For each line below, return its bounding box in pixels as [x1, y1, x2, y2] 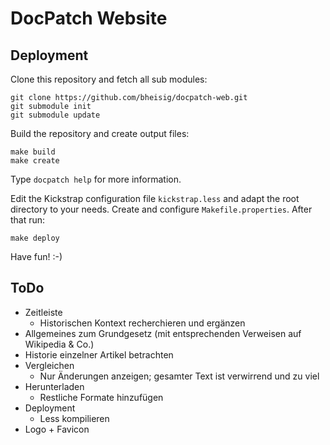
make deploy [10, 233, 60, 243]
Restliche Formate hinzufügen [39, 391, 164, 403]
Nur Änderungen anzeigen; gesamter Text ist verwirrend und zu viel [39, 370, 320, 382]
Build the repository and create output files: [10, 128, 190, 139]
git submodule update [10, 110, 101, 120]
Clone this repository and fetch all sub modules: [10, 73, 208, 85]
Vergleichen [24, 359, 75, 371]
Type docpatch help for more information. [10, 173, 182, 185]
